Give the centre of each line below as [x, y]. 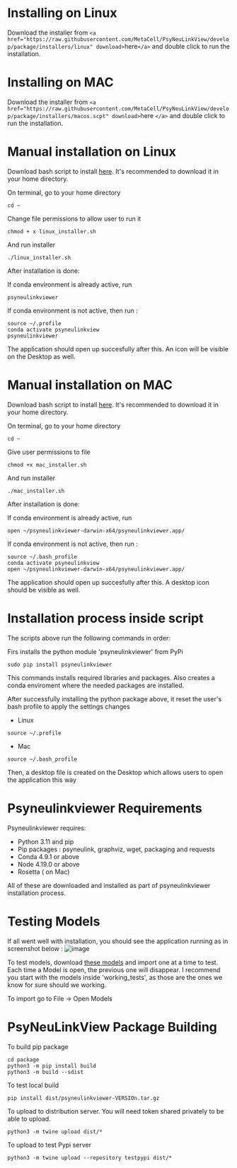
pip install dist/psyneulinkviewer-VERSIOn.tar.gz [83, 1098]
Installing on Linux [62, 13]
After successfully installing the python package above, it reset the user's [115, 699]
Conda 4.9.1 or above [48, 856]
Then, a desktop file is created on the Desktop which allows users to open [115, 772]
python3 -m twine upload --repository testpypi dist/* [90, 1157]
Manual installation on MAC [90, 385]
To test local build [33, 1085]
